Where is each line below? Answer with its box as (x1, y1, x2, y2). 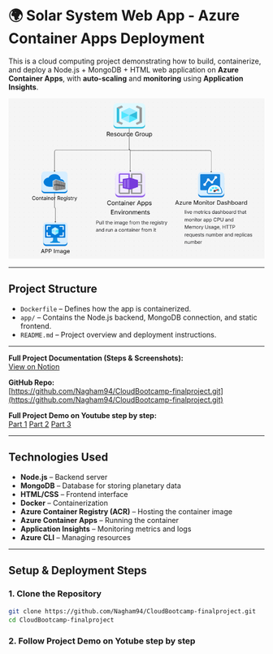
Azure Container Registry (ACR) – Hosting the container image (19, 506, 233, 517)
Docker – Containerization (19, 498, 108, 508)
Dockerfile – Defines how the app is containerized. (19, 303, 192, 313)
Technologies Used (8, 451, 108, 464)
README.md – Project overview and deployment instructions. (19, 329, 217, 339)
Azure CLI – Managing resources (19, 532, 132, 542)
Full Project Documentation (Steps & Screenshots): (8, 353, 184, 363)
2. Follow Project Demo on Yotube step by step (8, 635, 196, 647)
